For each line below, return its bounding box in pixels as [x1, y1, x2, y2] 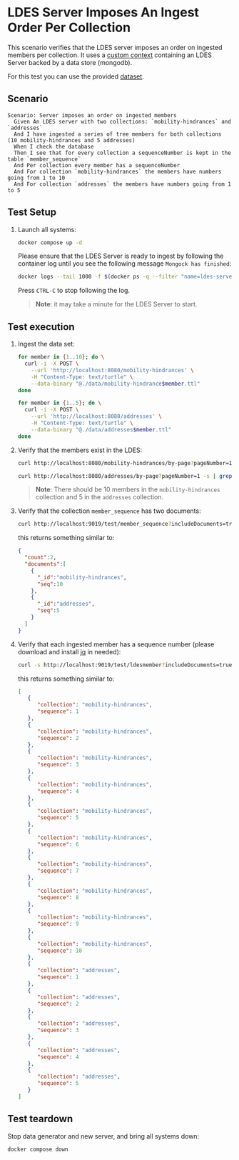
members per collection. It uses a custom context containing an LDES [7, 51, 212, 59]
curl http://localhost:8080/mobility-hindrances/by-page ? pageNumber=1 [17, 459, 233, 466]
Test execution [7, 321, 75, 333]
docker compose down [7, 1146, 69, 1153]
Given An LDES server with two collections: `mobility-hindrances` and [14, 118, 232, 125]
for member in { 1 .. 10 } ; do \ [17, 354, 105, 361]
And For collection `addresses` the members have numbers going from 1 [14, 180, 232, 188]
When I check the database [14, 143, 94, 150]
